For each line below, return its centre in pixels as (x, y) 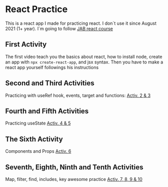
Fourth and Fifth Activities (47, 111)
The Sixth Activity (34, 139)
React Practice (37, 9)
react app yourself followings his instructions (52, 67)
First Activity (26, 45)
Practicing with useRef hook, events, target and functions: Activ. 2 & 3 (78, 95)
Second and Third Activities (50, 83)
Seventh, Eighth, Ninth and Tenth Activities (74, 167)
